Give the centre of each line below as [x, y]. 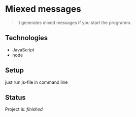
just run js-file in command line [36, 82]
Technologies [27, 38]
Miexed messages [43, 9]
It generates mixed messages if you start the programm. [74, 23]
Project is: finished [24, 109]
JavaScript [23, 49]
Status [16, 97]
